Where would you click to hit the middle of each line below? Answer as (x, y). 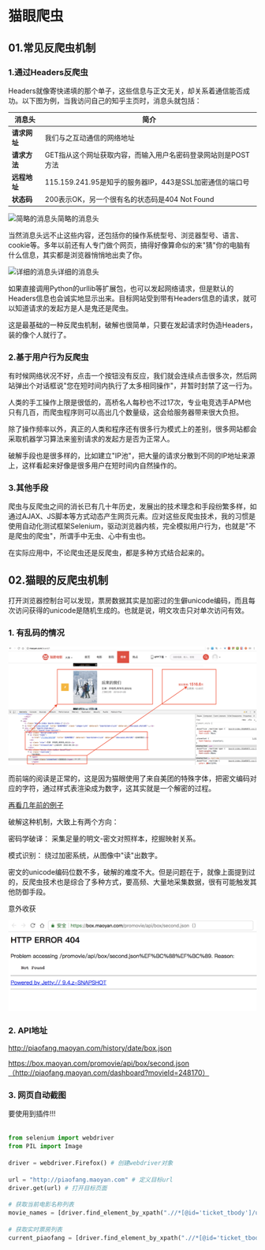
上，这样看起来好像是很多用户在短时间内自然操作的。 (95, 465)
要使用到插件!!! (32, 1114)
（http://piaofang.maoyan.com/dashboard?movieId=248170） (109, 1073)
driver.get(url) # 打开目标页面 (58, 1188)
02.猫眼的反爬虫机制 (58, 580)
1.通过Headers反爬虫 (48, 72)
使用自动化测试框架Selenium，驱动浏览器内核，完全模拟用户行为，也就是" (129, 526)
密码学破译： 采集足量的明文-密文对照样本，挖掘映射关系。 (104, 839)
